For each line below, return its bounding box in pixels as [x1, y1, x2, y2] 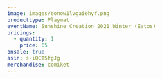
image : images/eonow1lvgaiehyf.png [7, 10, 110, 17]
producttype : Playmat [7, 16, 70, 23]
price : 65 [19, 42, 48, 49]
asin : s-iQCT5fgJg [7, 55, 60, 62]
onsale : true [7, 49, 45, 56]
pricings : [7, 29, 36, 36]
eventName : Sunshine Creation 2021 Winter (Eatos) [7, 23, 156, 30]
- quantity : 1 [13, 36, 54, 43]
